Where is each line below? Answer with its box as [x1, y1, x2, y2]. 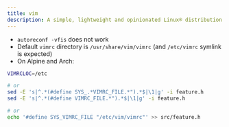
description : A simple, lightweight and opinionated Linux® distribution [7, 16, 223, 23]
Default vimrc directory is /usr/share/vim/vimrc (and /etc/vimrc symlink [16, 42, 221, 51]
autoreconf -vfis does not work [16, 35, 109, 43]
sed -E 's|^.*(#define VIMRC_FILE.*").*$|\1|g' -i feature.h [7, 95, 186, 102]
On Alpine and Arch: [16, 57, 74, 65]
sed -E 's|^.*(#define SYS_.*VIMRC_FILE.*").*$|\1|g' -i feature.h [7, 89, 204, 96]
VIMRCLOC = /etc [7, 70, 48, 77]
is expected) [16, 49, 53, 58]
